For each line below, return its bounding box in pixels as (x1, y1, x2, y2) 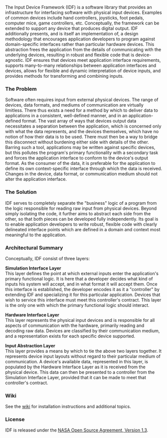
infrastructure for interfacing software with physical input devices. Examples (5, 9, 162, 15)
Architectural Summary (5, 244, 63, 251)
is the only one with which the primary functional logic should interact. (5, 302, 150, 308)
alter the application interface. (5, 176, 67, 182)
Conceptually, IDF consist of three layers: (5, 255, 90, 261)
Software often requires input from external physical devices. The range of (5, 97, 159, 103)
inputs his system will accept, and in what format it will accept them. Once (5, 281, 158, 287)
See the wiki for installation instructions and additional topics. (5, 404, 131, 410)
